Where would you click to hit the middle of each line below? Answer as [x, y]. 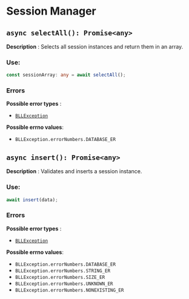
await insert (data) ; [32, 200]
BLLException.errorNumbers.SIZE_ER [60, 277]
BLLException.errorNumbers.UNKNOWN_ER [64, 284]
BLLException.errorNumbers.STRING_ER [63, 271]
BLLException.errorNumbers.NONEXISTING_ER [69, 290]
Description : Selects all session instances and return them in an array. [95, 46]
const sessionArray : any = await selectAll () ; [66, 75]
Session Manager [51, 11]
